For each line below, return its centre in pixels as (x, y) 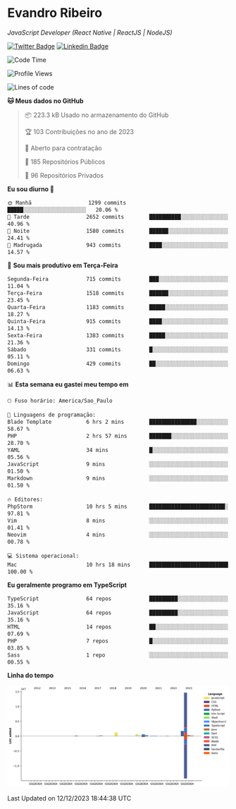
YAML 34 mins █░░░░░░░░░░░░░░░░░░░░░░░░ (118, 450)
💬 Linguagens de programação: (52, 415)
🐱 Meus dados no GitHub (45, 101)
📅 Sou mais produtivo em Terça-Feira (63, 265)
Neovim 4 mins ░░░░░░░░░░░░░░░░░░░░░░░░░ (118, 535)
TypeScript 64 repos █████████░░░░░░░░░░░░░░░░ (118, 598)
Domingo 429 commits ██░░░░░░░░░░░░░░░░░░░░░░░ (118, 364)
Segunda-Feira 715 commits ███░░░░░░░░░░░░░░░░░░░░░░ (118, 279)
